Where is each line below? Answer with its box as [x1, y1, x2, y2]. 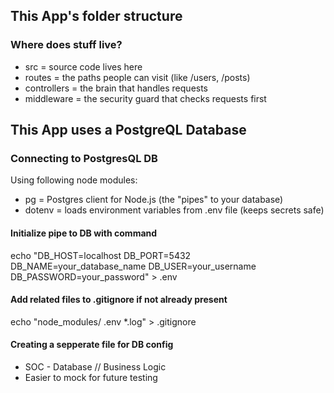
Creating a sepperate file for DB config [10, 339, 174, 351]
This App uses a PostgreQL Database [10, 122, 247, 139]
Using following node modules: [10, 174, 138, 186]
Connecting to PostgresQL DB [10, 152, 158, 165]
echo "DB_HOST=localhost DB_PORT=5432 [10, 249, 192, 261]
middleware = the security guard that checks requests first [24, 92, 267, 104]
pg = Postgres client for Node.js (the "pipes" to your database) [24, 194, 284, 206]
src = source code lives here [24, 60, 143, 73]
